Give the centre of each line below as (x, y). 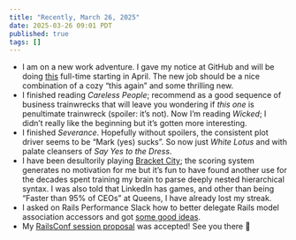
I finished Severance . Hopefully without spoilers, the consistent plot (145, 132)
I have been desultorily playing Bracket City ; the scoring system (138, 161)
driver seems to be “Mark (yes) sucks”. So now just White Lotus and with (154, 142)
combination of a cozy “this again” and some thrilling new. (128, 86)
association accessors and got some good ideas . (111, 217)
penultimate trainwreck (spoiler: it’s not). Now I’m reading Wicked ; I (144, 114)
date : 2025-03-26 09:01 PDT (61, 26)
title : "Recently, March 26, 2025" (75, 17)
